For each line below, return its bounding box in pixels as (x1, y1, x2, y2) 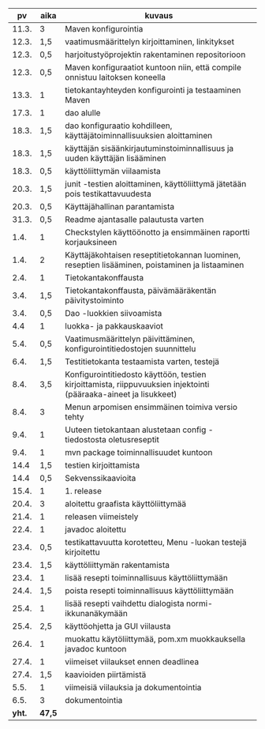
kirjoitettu (65, 547, 100, 558)
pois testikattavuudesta (65, 189, 151, 199)
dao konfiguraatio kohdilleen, (65, 120, 173, 131)
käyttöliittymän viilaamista (65, 166, 162, 176)
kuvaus (144, 10, 174, 21)
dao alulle (65, 107, 101, 118)
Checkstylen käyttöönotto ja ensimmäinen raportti (65, 227, 250, 238)
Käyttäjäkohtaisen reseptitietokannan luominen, (65, 250, 241, 260)
